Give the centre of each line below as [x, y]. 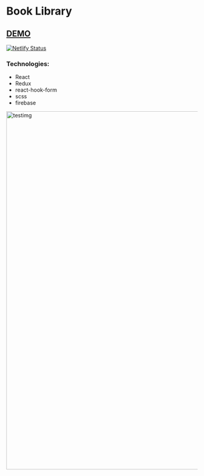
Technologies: [28, 64]
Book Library [39, 11]
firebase [25, 103]
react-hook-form [36, 90]
